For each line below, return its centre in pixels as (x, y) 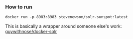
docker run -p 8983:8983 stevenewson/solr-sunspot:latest (66, 17)
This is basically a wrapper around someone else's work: (64, 26)
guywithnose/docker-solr (31, 32)
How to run (19, 7)
